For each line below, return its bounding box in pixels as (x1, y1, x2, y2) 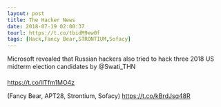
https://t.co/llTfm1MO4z (7, 79, 75, 87)
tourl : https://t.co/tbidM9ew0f (7, 29, 100, 37)
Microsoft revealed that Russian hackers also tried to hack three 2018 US (7, 55, 215, 63)
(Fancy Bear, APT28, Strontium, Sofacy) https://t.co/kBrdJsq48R (7, 92, 191, 100)
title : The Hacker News (7, 17, 76, 23)
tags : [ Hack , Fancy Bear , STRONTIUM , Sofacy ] (7, 36, 131, 43)
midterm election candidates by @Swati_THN (7, 63, 136, 71)
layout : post (7, 10, 45, 17)
